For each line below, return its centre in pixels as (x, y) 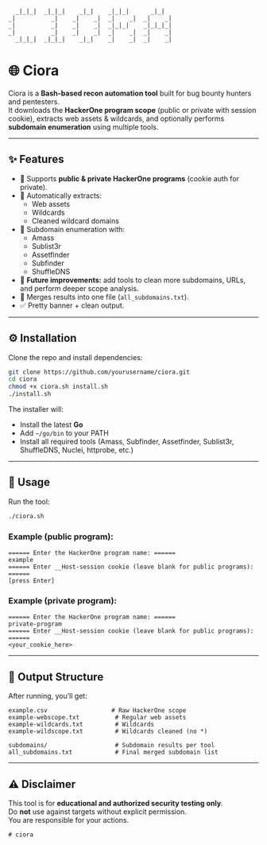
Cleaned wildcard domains (75, 221)
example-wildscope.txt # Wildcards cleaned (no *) (108, 731)
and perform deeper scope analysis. (79, 288)
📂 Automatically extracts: (60, 196)
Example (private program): (63, 600)
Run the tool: (29, 502)
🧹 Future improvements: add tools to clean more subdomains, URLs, (133, 280)
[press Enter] (32, 581)
